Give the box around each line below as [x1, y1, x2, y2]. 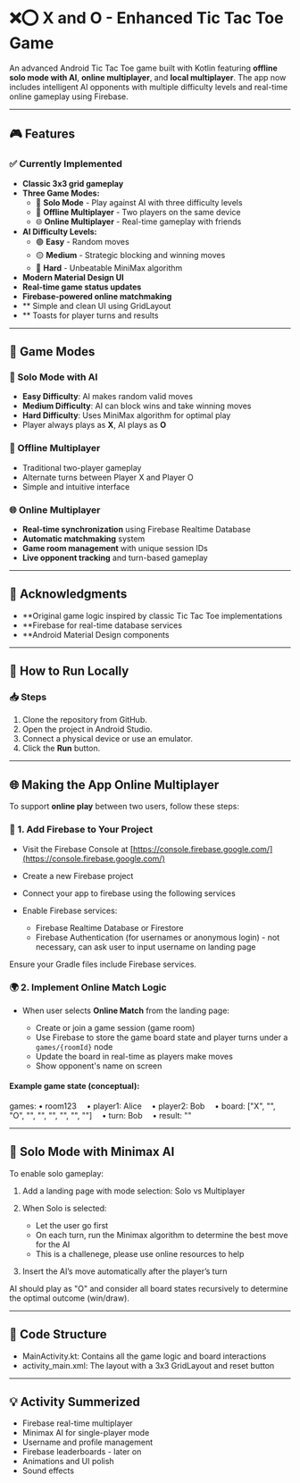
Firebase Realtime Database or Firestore [35, 922, 184, 933]
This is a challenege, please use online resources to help [35, 1248, 245, 1259]
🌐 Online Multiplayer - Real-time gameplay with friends [35, 216, 242, 227]
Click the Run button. [21, 743, 101, 754]
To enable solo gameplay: [9, 1168, 104, 1178]
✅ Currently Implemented [9, 158, 123, 171]
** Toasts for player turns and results [21, 310, 159, 321]
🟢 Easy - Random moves [35, 236, 129, 247]
